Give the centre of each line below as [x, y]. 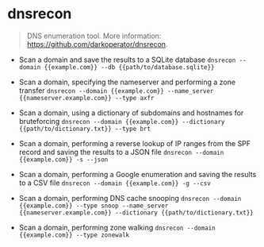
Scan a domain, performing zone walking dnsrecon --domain [117, 227]
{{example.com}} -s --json [63, 160]
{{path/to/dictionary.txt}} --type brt [85, 129]
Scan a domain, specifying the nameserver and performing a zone [127, 82]
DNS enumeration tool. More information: [94, 36]
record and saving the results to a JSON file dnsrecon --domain [121, 152]
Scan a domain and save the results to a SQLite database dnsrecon [127, 60]
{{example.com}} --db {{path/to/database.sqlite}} [129, 67]
